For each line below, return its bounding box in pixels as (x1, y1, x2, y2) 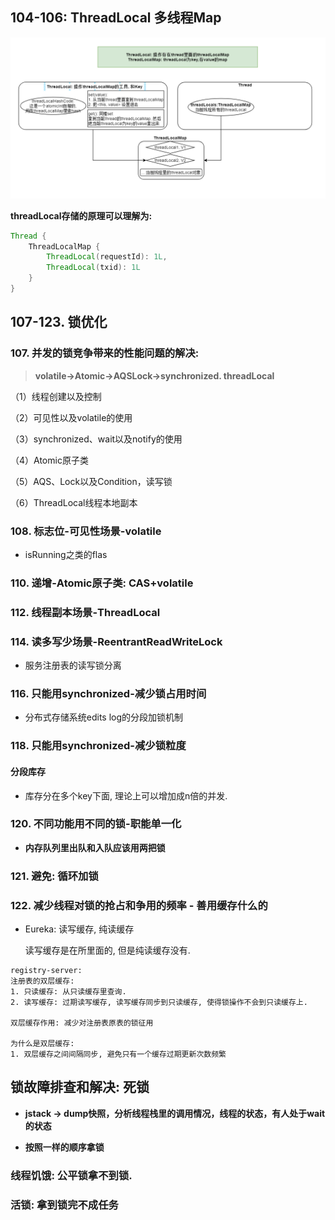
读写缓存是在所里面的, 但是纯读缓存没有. (24, 944, 191, 957)
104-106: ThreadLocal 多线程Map (10, 9, 222, 27)
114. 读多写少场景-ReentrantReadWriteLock (10, 634, 223, 648)
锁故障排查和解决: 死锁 (10, 1079, 150, 1096)
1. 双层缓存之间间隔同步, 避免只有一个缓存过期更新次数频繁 (10, 1049, 227, 1060)
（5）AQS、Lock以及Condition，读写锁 (10, 475, 173, 487)
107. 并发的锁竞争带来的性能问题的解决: (10, 346, 200, 360)
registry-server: (10, 966, 83, 976)
